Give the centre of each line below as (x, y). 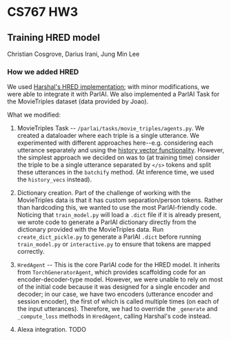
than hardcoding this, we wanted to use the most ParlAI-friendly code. (117, 208)
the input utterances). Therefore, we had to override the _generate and (117, 309)
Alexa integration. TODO (51, 330)
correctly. (31, 252)
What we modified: (34, 115)
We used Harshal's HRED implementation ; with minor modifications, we (108, 87)
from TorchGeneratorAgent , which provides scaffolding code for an (111, 272)
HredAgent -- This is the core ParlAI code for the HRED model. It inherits (119, 265)
